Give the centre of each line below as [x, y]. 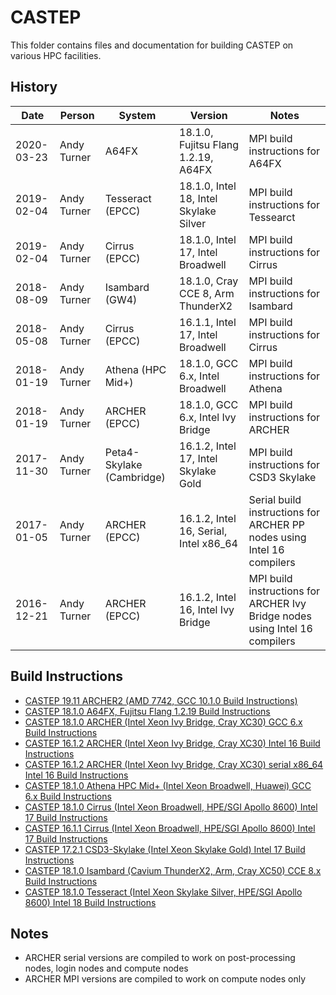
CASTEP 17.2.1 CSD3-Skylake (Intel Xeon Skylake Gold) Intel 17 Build [165, 849]
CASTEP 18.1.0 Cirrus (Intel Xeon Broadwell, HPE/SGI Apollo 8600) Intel [171, 807]
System [137, 115]
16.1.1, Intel [208, 322]
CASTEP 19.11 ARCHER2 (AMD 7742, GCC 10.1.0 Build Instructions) [161, 700]
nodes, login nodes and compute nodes [106, 968]
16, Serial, [203, 531]
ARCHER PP [277, 524]
